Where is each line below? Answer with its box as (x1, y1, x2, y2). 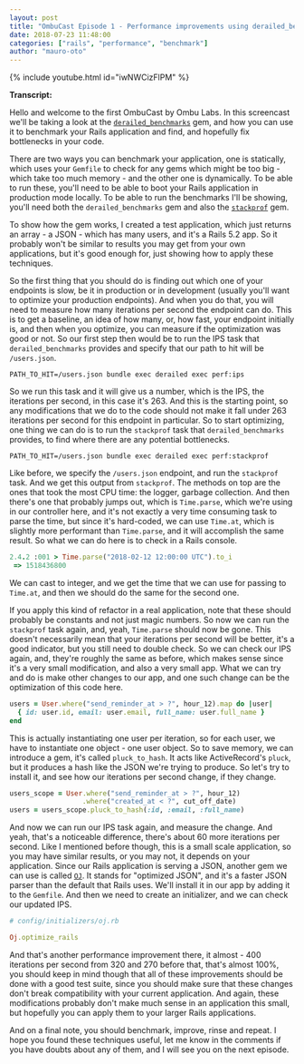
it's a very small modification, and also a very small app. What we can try (9, 662, 281, 673)
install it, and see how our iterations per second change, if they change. (9, 771, 277, 782)
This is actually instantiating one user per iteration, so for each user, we (9, 732, 276, 744)
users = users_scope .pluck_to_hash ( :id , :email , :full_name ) (9, 805, 245, 815)
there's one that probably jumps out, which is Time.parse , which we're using (9, 496, 293, 508)
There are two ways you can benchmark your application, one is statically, (9, 153, 287, 164)
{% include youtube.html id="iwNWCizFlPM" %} (9, 72, 190, 83)
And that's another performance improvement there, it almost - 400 (9, 949, 261, 960)
